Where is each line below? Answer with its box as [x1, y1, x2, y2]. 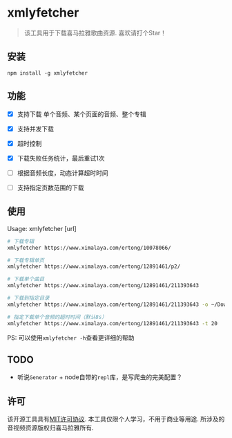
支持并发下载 [17, 125, 54, 133]
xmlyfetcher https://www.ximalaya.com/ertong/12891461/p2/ [7, 263, 181, 271]
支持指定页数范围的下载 [17, 183, 84, 192]
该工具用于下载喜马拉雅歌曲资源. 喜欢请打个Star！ [23, 28, 167, 37]
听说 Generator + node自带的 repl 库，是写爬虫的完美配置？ [17, 373, 183, 381]
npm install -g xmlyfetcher [7, 69, 88, 77]
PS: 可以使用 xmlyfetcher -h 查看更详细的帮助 [7, 334, 135, 342]
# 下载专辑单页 [7, 257, 45, 264]
